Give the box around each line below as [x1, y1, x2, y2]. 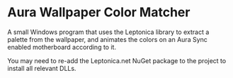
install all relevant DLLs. [7, 64, 76, 72]
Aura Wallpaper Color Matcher [7, 4, 191, 21]
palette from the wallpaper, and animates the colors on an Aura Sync [7, 35, 208, 43]
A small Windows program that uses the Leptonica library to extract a [7, 28, 210, 36]
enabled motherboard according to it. [7, 43, 117, 51]
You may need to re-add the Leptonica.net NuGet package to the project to [7, 56, 227, 65]
